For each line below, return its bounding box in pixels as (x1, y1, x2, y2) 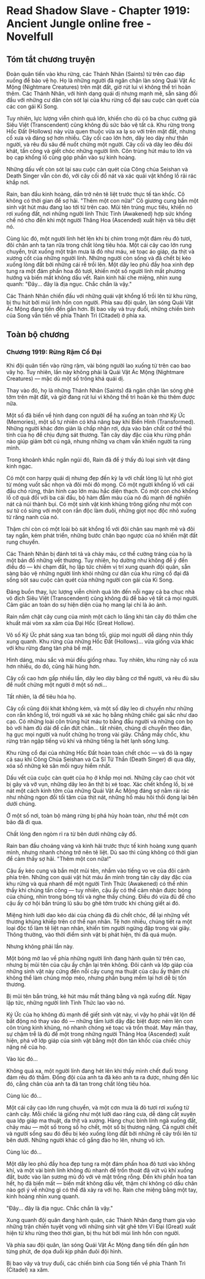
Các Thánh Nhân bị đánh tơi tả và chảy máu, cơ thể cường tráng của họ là (6, 550, 192, 557)
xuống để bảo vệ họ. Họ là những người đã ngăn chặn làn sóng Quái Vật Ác (6, 77, 196, 84)
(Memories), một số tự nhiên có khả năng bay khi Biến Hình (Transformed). (6, 418, 196, 426)
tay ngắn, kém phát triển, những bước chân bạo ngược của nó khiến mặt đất (6, 531, 198, 539)
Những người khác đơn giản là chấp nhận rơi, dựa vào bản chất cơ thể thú (6, 424, 192, 432)
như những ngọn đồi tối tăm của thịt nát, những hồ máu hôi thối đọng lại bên (6, 793, 198, 801)
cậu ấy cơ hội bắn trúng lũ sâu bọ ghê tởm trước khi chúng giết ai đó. (6, 899, 181, 907)
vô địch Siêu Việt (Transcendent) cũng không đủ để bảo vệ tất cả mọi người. (6, 594, 199, 602)
